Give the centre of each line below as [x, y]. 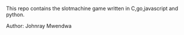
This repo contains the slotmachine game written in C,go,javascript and [92, 8]
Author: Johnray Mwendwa [39, 26]
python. [15, 15]
